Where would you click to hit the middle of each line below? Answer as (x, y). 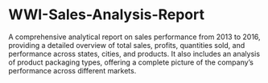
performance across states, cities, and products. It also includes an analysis (134, 53)
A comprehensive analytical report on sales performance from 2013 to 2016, (134, 37)
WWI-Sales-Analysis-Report (107, 15)
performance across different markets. (72, 70)
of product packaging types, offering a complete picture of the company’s (131, 62)
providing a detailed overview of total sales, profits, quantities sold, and (127, 45)
